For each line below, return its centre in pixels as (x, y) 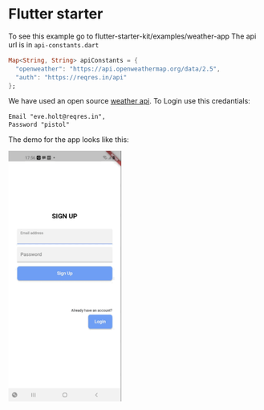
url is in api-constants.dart (54, 44)
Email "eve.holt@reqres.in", (57, 117)
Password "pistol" (39, 125)
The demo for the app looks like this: (69, 140)
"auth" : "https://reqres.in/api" (71, 77)
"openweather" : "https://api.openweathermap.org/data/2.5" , (118, 69)
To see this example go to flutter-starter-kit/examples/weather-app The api (132, 36)
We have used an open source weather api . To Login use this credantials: (129, 101)
